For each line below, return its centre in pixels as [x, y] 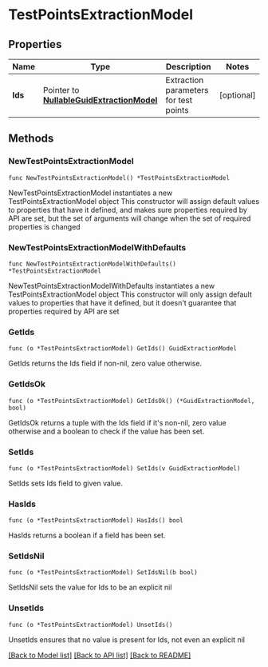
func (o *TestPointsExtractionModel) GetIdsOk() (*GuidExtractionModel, [132, 401]
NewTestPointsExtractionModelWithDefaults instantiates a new [112, 286]
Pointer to [61, 90]
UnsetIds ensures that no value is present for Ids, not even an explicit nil [127, 639]
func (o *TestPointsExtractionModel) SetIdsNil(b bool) [103, 573]
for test [179, 100]
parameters [187, 90]
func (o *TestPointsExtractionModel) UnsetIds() [91, 625]
